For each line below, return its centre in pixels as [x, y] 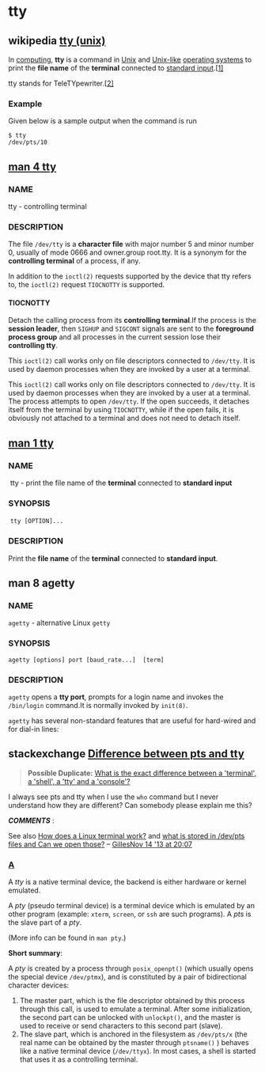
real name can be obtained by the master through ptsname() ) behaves [134, 1043]
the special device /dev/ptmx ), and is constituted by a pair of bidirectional [127, 977]
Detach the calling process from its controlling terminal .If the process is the [132, 320]
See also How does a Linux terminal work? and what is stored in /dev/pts [127, 835]
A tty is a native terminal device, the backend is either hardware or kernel [127, 882]
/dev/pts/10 [28, 142]
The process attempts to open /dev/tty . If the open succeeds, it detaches [129, 401]
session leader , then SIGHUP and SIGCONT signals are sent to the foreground [131, 329]
